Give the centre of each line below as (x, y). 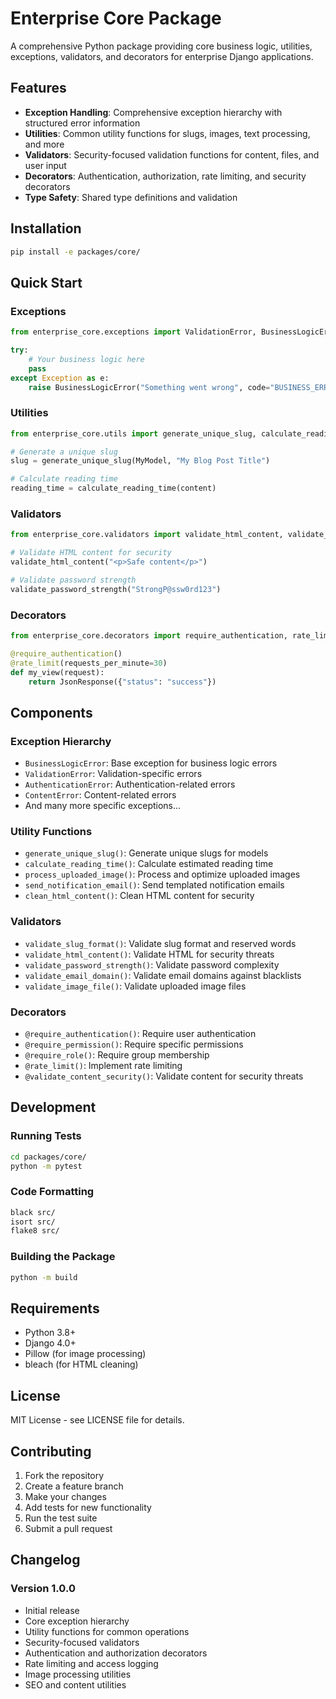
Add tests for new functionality (88, 1507)
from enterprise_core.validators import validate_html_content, (147, 535)
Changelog (45, 1560)
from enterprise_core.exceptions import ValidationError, (133, 332)
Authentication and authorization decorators (116, 1653)
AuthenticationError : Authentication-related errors (130, 784)
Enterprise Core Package (116, 18)
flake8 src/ (35, 1231)
